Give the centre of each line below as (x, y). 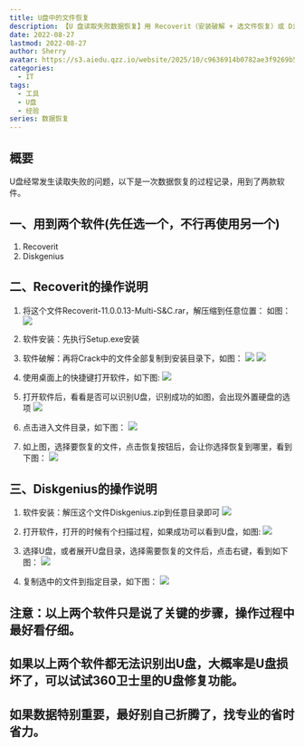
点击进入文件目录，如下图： (74, 427)
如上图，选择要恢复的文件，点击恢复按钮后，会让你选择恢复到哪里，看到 (157, 446)
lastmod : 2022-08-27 (48, 43)
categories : (32, 69)
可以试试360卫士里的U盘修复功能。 (144, 681)
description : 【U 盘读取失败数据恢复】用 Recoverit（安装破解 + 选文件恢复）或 (147, 26)
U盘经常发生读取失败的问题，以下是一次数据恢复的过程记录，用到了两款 (143, 181)
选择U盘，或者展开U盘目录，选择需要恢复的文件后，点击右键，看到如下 (155, 551)
